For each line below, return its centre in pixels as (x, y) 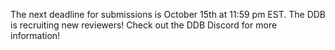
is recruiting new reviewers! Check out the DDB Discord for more (144, 25)
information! (35, 35)
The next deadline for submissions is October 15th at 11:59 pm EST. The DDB (168, 14)
